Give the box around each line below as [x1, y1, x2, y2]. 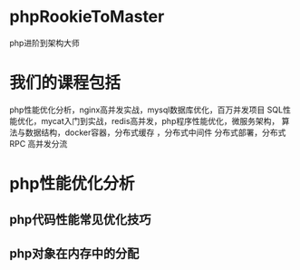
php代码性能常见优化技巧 [9, 212, 151, 227]
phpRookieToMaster [9, 6, 165, 27]
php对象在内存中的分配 [9, 246, 140, 261]
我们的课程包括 [9, 72, 121, 93]
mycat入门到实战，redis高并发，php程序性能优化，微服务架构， [40, 115, 280, 126]
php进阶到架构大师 [9, 37, 80, 48]
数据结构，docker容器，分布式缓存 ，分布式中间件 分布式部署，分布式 [24, 127, 286, 138]
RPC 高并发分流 [9, 138, 68, 149]
